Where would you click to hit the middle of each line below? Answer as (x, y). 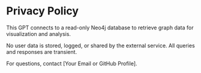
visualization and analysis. (38, 34)
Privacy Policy (43, 11)
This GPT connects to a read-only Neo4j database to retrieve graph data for (100, 28)
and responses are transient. (42, 51)
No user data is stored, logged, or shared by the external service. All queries (100, 45)
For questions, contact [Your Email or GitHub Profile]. (72, 63)
